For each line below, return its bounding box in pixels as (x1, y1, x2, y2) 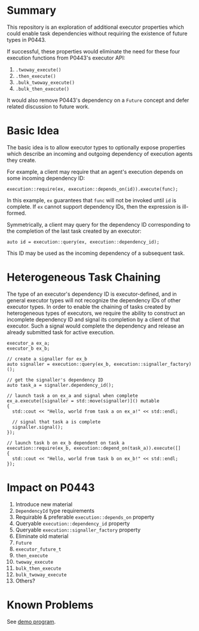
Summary (7, 4, 56, 17)
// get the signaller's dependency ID (7, 377, 103, 383)
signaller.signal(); (12, 424, 63, 430)
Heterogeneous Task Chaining (7, 271, 161, 284)
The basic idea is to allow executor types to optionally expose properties (7, 143, 186, 151)
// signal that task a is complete (12, 419, 101, 425)
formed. (7, 209, 26, 217)
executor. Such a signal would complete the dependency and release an (7, 322, 185, 329)
